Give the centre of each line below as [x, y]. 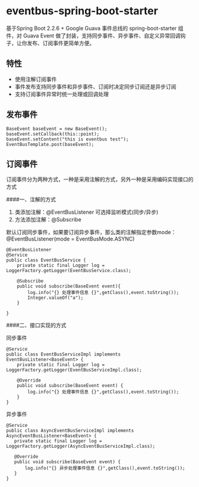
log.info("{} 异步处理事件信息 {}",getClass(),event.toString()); [105, 469]
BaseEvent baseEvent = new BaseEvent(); [57, 129]
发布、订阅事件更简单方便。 [61, 43]
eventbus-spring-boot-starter [82, 11]
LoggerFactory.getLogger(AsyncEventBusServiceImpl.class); [81, 447]
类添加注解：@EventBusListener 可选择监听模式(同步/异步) [86, 212]
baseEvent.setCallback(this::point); [53, 134]
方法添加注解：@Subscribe [48, 220]
